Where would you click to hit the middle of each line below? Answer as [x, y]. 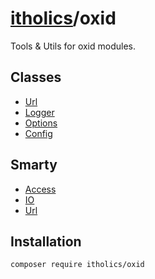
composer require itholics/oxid [77, 265]
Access [40, 189]
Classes [36, 77]
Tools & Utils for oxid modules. [73, 46]
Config [38, 133]
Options [41, 123]
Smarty [34, 165]
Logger [39, 112]
